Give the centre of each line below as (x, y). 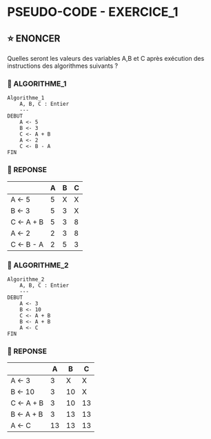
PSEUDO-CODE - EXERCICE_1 (93, 12)
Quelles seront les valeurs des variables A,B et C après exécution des (106, 58)
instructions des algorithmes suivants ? (63, 66)
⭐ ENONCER (34, 38)
